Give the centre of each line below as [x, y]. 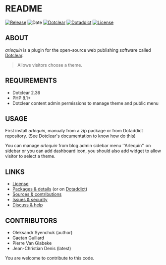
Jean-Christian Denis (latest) [42, 248]
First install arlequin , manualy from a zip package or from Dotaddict [74, 131]
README [24, 9]
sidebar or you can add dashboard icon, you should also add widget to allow [83, 151]
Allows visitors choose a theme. [50, 65]
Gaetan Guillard [28, 238]
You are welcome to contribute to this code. [50, 258]
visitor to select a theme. [30, 156]
